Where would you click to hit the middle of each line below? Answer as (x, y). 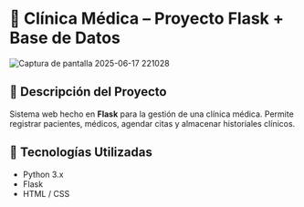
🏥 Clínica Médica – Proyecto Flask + (147, 19)
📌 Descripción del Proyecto (88, 92)
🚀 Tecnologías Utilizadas (81, 153)
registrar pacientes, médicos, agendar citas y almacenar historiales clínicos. (152, 123)
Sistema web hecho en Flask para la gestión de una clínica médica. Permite (152, 114)
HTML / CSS (46, 193)
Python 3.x (43, 174)
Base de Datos (65, 38)
